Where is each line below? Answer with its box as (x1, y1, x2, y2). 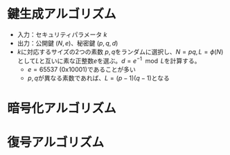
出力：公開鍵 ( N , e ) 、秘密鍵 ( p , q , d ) (17, 39, 118, 47)
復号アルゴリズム (7, 134, 105, 150)
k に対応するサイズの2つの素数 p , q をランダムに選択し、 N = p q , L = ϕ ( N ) (17, 48, 224, 56)
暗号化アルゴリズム (7, 101, 116, 116)
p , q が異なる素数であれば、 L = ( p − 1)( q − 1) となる (27, 74, 170, 82)
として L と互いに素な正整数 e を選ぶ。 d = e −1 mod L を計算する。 (17, 55, 201, 65)
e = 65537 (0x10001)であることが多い (27, 65, 136, 73)
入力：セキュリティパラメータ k (17, 30, 107, 39)
